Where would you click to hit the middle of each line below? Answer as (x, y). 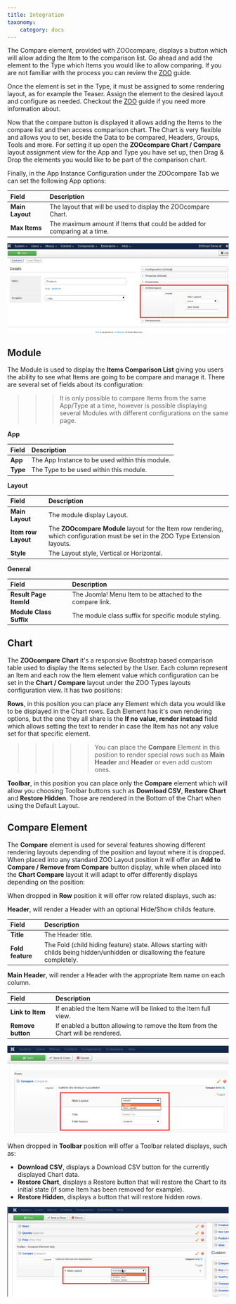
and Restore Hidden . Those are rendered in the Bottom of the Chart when (114, 798)
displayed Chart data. (48, 1175)
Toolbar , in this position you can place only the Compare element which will (118, 783)
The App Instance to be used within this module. (101, 460)
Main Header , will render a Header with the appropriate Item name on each (116, 975)
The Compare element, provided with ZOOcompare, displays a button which (117, 51)
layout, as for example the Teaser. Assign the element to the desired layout (115, 94)
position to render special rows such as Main (159, 755)
